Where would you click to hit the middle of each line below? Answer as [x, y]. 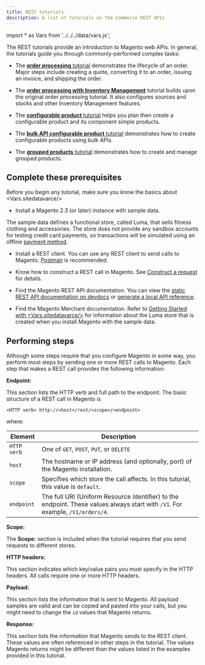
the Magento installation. [77, 469]
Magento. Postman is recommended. [62, 260]
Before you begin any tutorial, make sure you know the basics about [92, 192]
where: [15, 422]
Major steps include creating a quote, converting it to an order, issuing [103, 72]
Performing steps [40, 341]
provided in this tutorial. [36, 656]
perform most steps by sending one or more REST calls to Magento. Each [99, 362]
